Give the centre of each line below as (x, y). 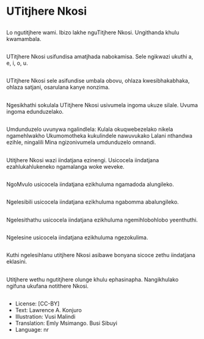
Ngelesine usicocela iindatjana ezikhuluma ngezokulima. (77, 237)
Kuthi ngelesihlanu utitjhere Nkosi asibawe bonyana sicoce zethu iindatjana (101, 255)
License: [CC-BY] (37, 304)
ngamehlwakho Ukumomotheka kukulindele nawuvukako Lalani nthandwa (99, 136)
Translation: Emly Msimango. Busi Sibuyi (66, 323)
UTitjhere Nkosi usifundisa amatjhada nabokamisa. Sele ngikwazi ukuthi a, (100, 56)
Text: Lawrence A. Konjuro (49, 310)
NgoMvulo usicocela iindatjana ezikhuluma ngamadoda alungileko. (90, 184)
